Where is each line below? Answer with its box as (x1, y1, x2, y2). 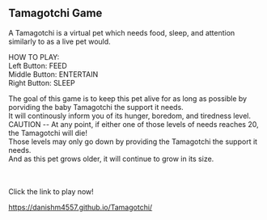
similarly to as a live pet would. (8, 36, 111, 46)
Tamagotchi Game (8, 6, 103, 20)
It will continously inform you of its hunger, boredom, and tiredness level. (8, 111, 251, 121)
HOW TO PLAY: (8, 52, 60, 61)
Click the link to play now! (8, 186, 95, 197)
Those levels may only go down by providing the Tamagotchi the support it (8, 137, 257, 146)
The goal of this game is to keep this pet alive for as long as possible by (8, 93, 248, 104)
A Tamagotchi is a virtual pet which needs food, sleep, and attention (8, 27, 235, 37)
